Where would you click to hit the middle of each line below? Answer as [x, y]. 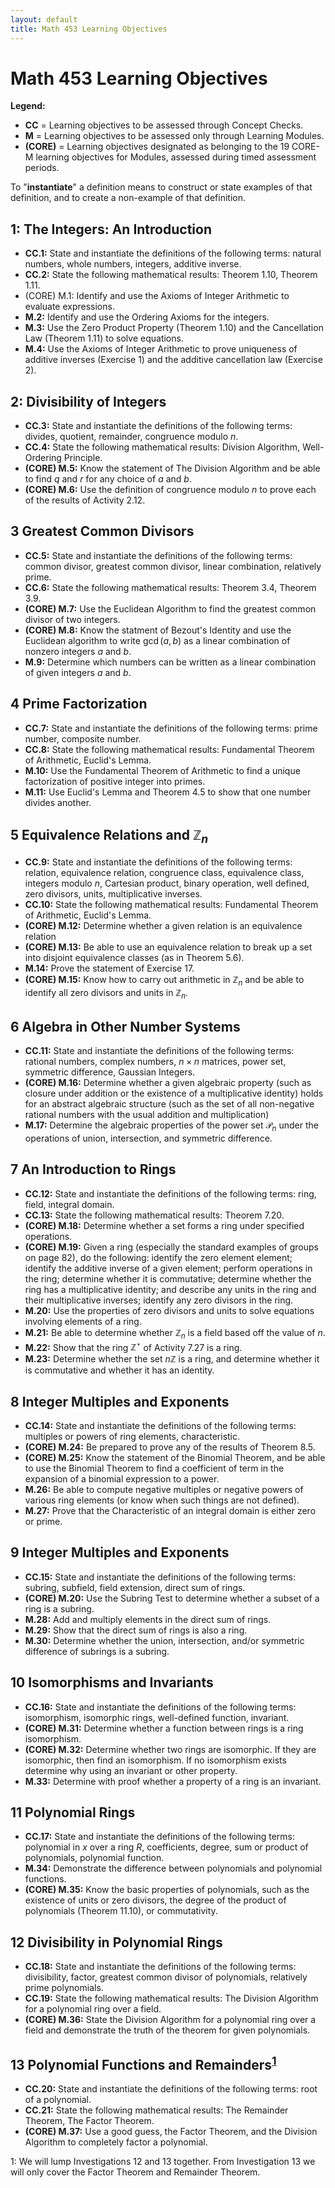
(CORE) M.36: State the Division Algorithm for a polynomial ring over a [170, 2020]
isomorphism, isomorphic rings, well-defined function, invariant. [157, 1717]
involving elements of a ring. [83, 1321]
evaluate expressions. [69, 307]
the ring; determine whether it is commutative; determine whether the [168, 1278]
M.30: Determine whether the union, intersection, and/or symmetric [164, 1640]
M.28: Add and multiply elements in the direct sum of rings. [148, 1619]
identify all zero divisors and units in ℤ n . [106, 994]
